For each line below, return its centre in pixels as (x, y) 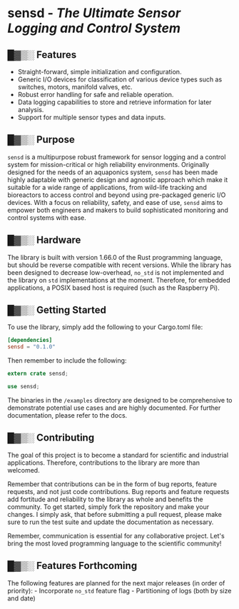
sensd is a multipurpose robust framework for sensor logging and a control (117, 157)
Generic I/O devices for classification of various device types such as (120, 79)
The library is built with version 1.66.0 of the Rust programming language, (115, 257)
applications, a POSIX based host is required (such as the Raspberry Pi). (113, 288)
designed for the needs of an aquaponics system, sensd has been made (113, 172)
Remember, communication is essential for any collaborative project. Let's (116, 535)
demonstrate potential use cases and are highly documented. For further (114, 408)
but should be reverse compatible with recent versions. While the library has (119, 265)
